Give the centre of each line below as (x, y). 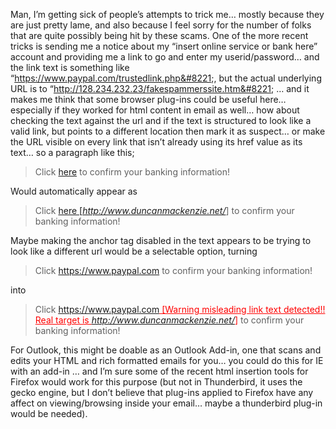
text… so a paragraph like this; (72, 152)
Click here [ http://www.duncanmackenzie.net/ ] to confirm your (164, 210)
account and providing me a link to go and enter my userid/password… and (165, 57)
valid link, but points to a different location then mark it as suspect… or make (168, 131)
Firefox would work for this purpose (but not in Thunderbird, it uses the (156, 382)
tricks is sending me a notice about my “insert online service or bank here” (164, 46)
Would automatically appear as (74, 191)
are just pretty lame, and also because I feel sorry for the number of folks (161, 25)
